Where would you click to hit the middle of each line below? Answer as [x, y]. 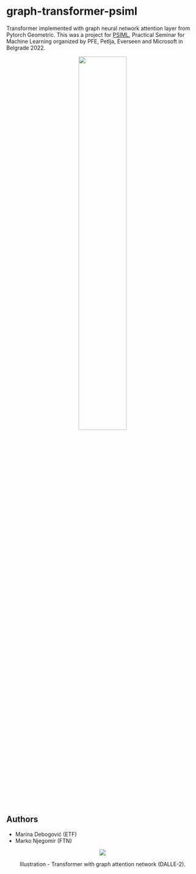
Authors [22, 819]
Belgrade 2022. [26, 48]
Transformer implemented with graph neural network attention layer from [98, 28]
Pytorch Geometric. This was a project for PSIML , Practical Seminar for [96, 34]
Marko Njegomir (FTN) [43, 840]
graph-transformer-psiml [72, 11]
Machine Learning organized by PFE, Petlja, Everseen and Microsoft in [95, 41]
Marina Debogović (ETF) [46, 834]
